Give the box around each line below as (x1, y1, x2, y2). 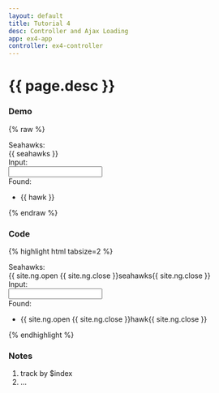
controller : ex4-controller (8, 42, 104, 50)
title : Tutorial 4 (8, 19, 71, 28)
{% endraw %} (8, 207, 58, 217)
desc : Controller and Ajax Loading (8, 27, 129, 35)
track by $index (19, 369, 73, 378)
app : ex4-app (8, 34, 53, 43)
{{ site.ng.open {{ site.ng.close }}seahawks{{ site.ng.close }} (8, 271, 211, 280)
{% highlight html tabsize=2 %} (8, 246, 114, 256)
